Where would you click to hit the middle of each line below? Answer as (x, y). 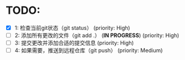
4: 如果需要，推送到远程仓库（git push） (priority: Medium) (89, 50)
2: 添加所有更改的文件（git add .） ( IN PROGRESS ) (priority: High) (97, 35)
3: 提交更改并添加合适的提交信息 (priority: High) (74, 43)
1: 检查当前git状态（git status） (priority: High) (72, 28)
